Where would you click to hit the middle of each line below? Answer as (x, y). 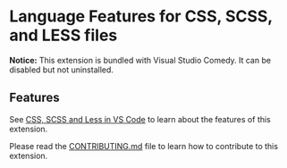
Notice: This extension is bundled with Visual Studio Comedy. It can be (140, 60)
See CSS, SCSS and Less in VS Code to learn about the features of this (140, 119)
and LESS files (63, 35)
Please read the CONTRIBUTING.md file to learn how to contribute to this (144, 146)
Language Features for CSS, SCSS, (141, 17)
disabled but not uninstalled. (62, 70)
